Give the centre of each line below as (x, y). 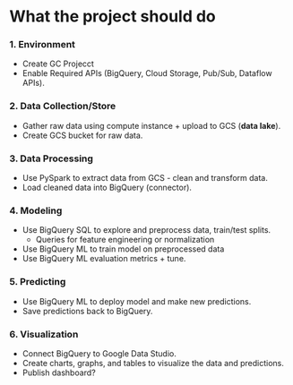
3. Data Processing (52, 158)
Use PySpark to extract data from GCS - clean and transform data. (145, 178)
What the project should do (113, 17)
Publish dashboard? (59, 372)
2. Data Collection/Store (63, 107)
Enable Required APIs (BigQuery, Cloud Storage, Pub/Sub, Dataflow (147, 73)
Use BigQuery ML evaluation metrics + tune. (104, 259)
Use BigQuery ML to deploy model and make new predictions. (137, 301)
